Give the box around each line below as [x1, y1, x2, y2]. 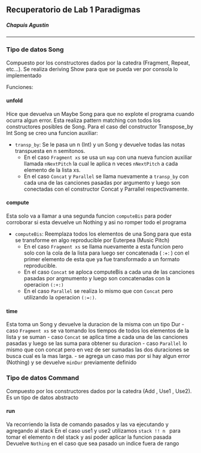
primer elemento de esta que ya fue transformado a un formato [23, 256, 180, 263]
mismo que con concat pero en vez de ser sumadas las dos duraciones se [6, 346, 190, 353]
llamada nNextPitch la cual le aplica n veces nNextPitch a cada [23, 160, 178, 167]
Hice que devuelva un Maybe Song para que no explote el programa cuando [6, 110, 194, 117]
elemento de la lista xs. [23, 166, 81, 173]
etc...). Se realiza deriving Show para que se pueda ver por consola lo [6, 65, 178, 72]
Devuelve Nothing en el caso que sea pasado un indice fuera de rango [6, 439, 179, 447]
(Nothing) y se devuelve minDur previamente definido [6, 359, 137, 366]
